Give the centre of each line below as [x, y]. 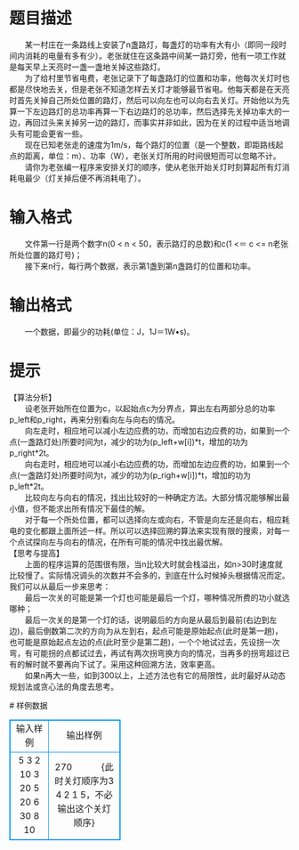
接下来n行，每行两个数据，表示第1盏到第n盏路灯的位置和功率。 [140, 266]
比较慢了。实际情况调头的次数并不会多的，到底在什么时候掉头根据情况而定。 [149, 575]
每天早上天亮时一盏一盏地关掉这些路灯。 [91, 67]
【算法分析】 [32, 397]
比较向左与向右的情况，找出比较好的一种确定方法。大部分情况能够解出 [153, 497]
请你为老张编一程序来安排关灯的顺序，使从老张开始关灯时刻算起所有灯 [153, 166]
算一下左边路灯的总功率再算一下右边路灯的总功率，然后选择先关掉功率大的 [145, 111]
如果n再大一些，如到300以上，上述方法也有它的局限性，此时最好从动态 [155, 675]
